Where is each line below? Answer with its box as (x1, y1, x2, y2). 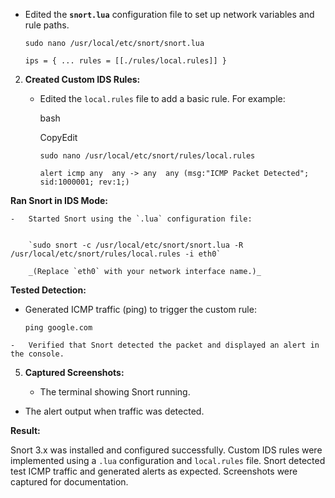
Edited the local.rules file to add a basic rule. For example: (39, 93, 286, 104)
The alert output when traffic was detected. (24, 405, 205, 417)
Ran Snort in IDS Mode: (10, 195, 108, 206)
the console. (10, 349, 65, 359)
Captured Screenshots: (24, 367, 125, 378)
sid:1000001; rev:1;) (39, 177, 130, 187)
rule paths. (24, 19, 70, 31)
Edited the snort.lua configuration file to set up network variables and (24, 9, 315, 20)
